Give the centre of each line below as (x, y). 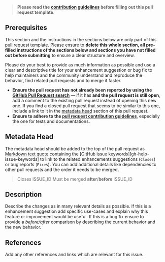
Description (23, 194)
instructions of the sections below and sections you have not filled (86, 50)
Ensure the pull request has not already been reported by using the (82, 90)
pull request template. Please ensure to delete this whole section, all (75, 45)
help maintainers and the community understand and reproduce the (74, 75)
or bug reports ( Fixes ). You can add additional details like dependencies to (81, 164)
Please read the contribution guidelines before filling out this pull (85, 7)
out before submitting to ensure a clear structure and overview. (70, 55)
